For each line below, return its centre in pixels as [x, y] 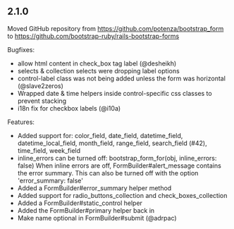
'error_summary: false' [50, 180]
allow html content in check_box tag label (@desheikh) [97, 63]
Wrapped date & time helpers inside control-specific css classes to [115, 93]
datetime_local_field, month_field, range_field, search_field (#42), [112, 143]
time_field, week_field [49, 150]
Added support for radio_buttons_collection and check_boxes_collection [122, 195]
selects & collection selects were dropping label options [98, 70]
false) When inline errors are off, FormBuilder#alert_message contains [119, 166]
